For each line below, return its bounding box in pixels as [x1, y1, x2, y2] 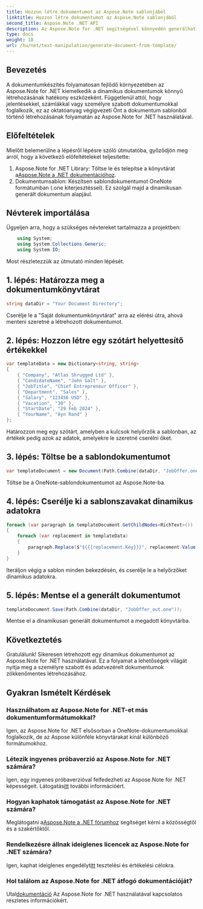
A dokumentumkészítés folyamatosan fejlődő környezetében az [6, 81, 164, 88]
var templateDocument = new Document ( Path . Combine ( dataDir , [6, 467, 161, 474]
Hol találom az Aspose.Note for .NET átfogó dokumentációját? [6, 876, 193, 885]
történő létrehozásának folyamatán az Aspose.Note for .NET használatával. [6, 113, 193, 120]
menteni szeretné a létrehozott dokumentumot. [6, 318, 123, 325]
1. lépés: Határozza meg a [6, 275, 105, 286]
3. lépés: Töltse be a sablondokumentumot [6, 452, 171, 462]
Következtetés [6, 635, 62, 645]
